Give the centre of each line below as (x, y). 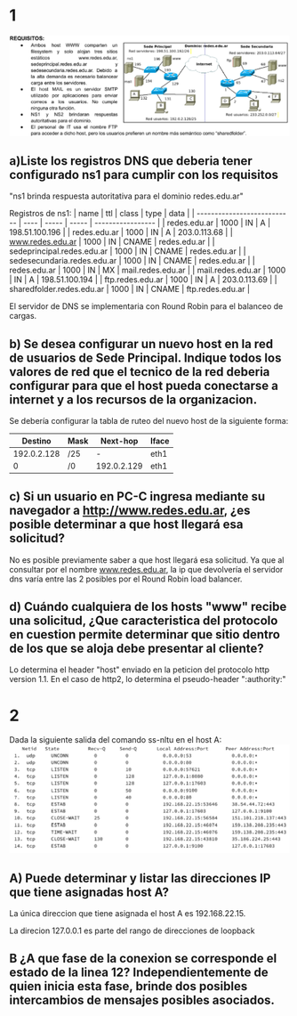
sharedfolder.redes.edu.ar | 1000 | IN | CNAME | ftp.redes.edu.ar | (130, 289)
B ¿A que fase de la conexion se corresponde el (143, 959)
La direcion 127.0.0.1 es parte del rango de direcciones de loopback (132, 931)
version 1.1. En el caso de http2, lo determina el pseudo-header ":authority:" (148, 679)
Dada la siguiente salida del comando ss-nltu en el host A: (116, 740)
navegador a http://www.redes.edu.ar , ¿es (130, 511)
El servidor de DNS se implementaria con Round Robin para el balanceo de (146, 306)
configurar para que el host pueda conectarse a (144, 385)
